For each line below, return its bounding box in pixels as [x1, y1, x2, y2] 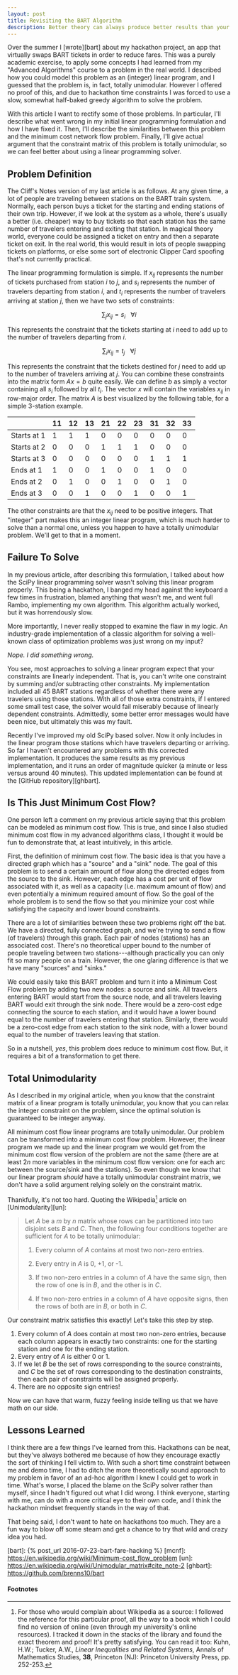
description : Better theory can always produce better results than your [7, 23, 230, 31]
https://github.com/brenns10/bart [7, 1568, 105, 1577]
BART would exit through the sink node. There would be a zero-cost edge [7, 1000, 222, 1009]
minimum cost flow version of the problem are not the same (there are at [7, 1150, 220, 1159]
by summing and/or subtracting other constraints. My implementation [7, 679, 210, 688]
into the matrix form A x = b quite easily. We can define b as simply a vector [7, 377, 227, 386]
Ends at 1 [11, 465, 42, 475]
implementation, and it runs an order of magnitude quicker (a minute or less [7, 761, 228, 769]
